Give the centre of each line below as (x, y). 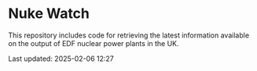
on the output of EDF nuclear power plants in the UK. (94, 43)
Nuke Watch (49, 14)
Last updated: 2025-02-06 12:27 (61, 59)
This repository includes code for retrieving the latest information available (129, 35)
